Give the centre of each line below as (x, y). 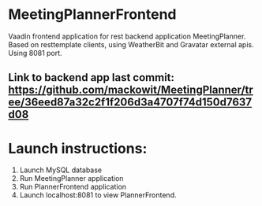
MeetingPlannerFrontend (92, 15)
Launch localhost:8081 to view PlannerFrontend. (98, 195)
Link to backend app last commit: (92, 77)
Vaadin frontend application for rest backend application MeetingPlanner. (127, 36)
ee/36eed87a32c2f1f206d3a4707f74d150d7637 (130, 103)
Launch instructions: (78, 148)
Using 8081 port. (35, 53)
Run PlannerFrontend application (73, 187)
